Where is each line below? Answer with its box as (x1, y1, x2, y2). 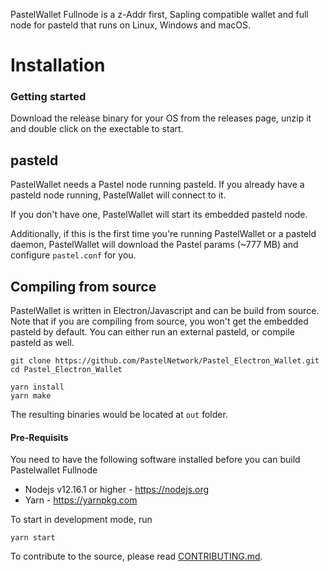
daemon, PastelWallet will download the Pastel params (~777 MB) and (10, 239, 299, 251)
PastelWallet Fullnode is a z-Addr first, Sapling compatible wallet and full (10, 9, 309, 20)
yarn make (10, 391, 52, 401)
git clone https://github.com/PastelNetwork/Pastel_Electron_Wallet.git (10, 356, 320, 366)
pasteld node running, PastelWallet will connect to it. (10, 189, 227, 201)
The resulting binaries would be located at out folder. (10, 409, 228, 421)
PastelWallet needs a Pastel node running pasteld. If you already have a (10, 179, 305, 191)
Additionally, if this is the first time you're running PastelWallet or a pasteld (10, 228, 317, 240)
